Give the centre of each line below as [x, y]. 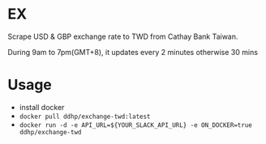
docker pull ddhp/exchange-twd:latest [85, 116]
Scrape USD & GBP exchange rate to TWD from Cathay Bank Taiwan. [123, 36]
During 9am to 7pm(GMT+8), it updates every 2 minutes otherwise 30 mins [133, 52]
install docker [42, 107]
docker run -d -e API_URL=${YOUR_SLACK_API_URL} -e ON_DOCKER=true [135, 125]
